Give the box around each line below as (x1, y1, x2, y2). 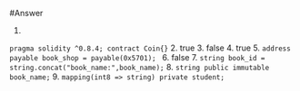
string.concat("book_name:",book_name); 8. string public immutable (9, 62, 270, 72)
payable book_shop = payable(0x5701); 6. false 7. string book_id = (9, 52, 265, 62)
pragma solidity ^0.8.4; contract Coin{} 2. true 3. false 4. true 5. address (9, 42, 291, 53)
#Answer (9, 8, 44, 18)
